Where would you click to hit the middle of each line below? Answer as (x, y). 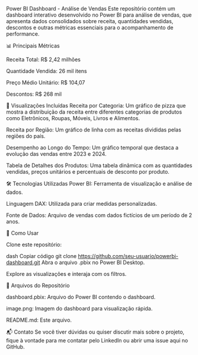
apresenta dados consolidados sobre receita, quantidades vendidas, (90, 21)
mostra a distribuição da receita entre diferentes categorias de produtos (94, 112)
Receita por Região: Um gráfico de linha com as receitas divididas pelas (94, 130)
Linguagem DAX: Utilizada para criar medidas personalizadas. (82, 204)
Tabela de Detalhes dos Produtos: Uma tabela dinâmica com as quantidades (99, 165)
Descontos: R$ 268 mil (34, 94)
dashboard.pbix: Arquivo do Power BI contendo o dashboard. (81, 297)
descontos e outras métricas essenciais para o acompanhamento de (90, 27)
